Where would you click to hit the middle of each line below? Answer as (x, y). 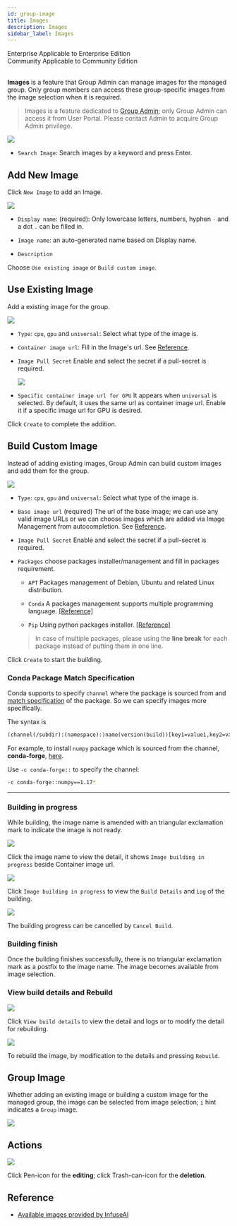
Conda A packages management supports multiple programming (121, 603)
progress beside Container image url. (61, 865)
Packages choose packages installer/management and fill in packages (119, 561)
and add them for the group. (48, 471)
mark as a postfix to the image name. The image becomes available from (113, 967)
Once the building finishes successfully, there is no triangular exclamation (115, 959)
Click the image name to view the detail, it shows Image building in (106, 857)
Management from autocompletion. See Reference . (92, 526)
